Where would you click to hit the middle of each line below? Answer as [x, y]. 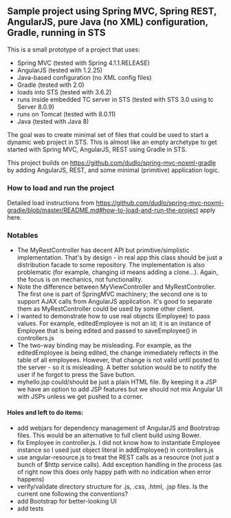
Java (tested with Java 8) [53, 121]
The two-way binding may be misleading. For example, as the [104, 345]
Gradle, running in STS [56, 33]
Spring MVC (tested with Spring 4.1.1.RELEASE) [83, 63]
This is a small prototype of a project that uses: [74, 49]
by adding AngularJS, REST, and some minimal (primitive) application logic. [113, 170]
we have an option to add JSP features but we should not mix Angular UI [120, 389]
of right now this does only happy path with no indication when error [114, 472]
